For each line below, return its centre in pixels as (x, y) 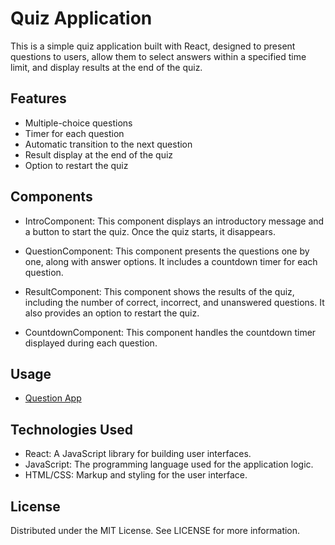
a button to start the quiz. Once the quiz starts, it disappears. (150, 231)
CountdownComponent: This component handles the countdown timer (170, 332)
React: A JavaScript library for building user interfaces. (138, 454)
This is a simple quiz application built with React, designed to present (153, 46)
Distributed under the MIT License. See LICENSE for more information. (155, 530)
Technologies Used (71, 429)
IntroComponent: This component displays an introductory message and (174, 221)
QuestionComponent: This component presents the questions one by (167, 251)
